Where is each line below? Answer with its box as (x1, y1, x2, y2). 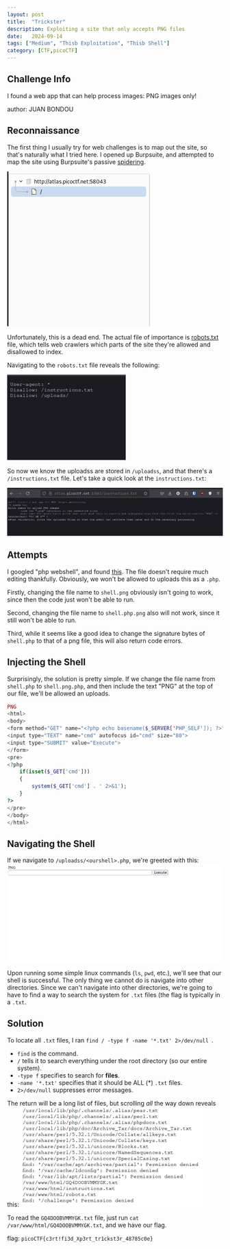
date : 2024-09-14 (7, 33, 63, 40)
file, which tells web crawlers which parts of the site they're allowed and (7, 340, 211, 348)
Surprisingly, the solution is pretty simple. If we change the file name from (7, 674, 216, 682)
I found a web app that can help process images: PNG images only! (7, 91, 197, 99)
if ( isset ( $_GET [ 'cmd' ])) (19, 768, 90, 775)
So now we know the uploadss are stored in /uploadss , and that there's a (7, 466, 213, 475)
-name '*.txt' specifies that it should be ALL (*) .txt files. (16, 1078, 183, 1086)
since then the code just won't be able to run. (7, 595, 135, 604)
